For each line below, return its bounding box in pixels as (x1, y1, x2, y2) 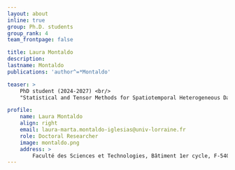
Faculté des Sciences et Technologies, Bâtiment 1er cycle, (32, 152, 211, 160)
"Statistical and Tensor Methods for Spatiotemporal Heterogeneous (20, 94, 220, 101)
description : (7, 55, 45, 63)
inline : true (7, 17, 45, 24)
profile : (7, 106, 33, 114)
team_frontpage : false (7, 36, 73, 43)
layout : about (7, 10, 49, 17)
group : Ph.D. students (7, 23, 73, 30)
